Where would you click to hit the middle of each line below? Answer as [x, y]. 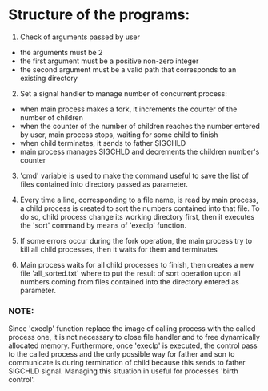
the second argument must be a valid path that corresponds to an [128, 69]
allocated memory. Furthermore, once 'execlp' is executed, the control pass [133, 345]
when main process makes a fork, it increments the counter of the [128, 109]
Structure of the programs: [99, 15]
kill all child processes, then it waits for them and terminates [118, 249]
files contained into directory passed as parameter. [104, 184]
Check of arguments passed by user [80, 37]
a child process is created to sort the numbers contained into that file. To [140, 208]
